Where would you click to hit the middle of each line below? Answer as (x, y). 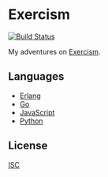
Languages (36, 77)
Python (31, 121)
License (28, 146)
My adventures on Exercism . (54, 51)
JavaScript (37, 112)
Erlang (30, 96)
